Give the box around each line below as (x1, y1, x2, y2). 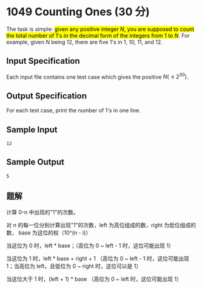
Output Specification (6, 91, 87, 101)
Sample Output (6, 157, 65, 167)
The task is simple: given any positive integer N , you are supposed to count (6, 25, 195, 33)
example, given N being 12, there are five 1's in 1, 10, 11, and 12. (6, 38, 163, 46)
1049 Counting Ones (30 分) (6, 5, 150, 19)
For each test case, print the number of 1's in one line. (6, 107, 141, 114)
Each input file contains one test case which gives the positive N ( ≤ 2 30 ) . (6, 72, 189, 80)
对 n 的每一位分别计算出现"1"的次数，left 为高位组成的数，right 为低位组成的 (6, 221, 196, 228)
